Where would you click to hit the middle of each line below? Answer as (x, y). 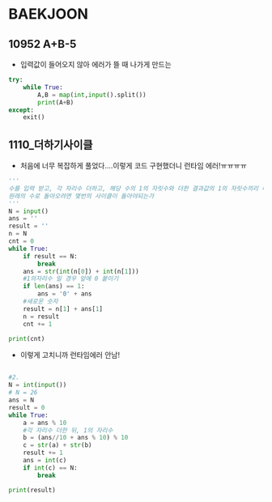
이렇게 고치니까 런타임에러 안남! (70, 355)
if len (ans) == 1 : (54, 287)
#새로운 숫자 (40, 302)
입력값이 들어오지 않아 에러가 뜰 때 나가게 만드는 (96, 64)
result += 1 (43, 453)
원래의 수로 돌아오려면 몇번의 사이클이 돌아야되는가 (81, 196)
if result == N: (51, 256)
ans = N (21, 400)
